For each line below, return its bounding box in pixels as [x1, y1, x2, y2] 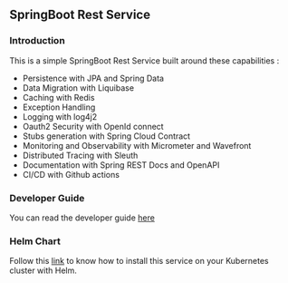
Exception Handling [22, 102, 96, 112]
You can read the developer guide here [9, 212, 156, 223]
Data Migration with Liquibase [22, 82, 134, 93]
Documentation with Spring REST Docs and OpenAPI [22, 159, 220, 171]
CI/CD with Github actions [22, 169, 120, 180]
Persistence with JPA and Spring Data [22, 73, 165, 83]
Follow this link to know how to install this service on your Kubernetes [9, 256, 269, 267]
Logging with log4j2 [22, 111, 98, 122]
